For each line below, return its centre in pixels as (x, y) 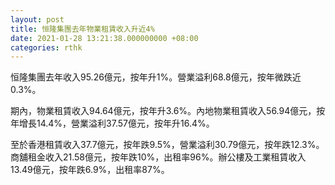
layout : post (37, 19)
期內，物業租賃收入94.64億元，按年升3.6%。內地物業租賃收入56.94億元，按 (168, 111)
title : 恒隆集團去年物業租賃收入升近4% (82, 29)
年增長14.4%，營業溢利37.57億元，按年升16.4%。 (112, 123)
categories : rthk (46, 47)
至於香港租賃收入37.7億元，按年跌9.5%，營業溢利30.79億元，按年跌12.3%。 (167, 145)
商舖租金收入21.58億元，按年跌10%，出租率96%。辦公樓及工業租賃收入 (158, 157)
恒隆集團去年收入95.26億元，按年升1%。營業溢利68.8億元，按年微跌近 (156, 77)
